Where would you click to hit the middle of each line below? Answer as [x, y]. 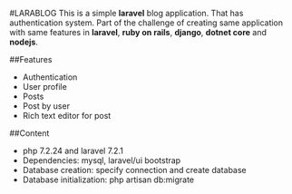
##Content [29, 133]
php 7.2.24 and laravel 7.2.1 [73, 150]
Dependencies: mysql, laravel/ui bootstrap [102, 160]
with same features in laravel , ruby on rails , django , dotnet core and [138, 32]
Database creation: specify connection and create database [134, 170]
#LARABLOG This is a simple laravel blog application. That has [127, 13]
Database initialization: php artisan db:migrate [108, 179]
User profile [45, 87]
